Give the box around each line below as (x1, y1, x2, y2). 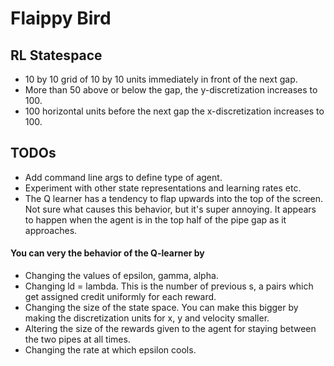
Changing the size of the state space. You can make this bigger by (24, 302, 299, 314)
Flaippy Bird (10, 7, 112, 30)
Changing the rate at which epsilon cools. (24, 344, 197, 356)
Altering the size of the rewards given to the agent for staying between (24, 323, 317, 335)
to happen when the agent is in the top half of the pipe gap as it (24, 213, 287, 226)
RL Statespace (10, 47, 103, 64)
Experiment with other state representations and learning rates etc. (24, 182, 302, 194)
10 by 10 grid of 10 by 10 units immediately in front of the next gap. (24, 73, 298, 85)
